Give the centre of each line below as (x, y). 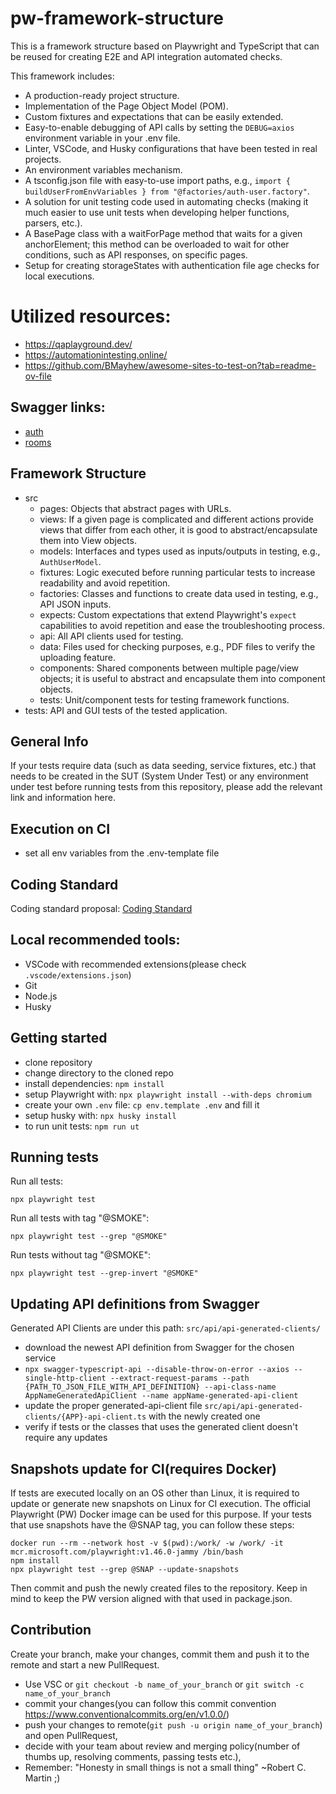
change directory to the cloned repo (99, 1073)
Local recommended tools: (95, 940)
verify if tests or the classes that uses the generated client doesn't (161, 1427)
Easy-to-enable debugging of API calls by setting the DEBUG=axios (159, 127)
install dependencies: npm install (94, 1083)
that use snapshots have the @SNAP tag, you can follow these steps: (152, 1525)
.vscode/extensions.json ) (78, 974)
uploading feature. (78, 657)
